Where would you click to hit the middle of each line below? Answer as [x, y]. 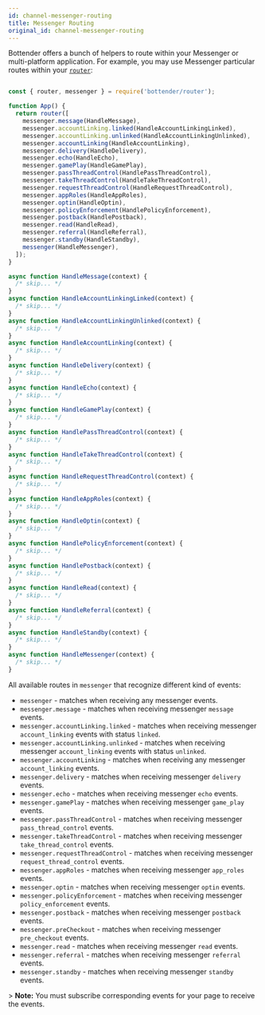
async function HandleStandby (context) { [78, 632]
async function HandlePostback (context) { [80, 566]
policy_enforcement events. [65, 903]
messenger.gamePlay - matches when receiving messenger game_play [132, 802]
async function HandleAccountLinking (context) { [90, 343]
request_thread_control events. [72, 861]
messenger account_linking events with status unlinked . [113, 751]
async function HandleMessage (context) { [78, 276]
